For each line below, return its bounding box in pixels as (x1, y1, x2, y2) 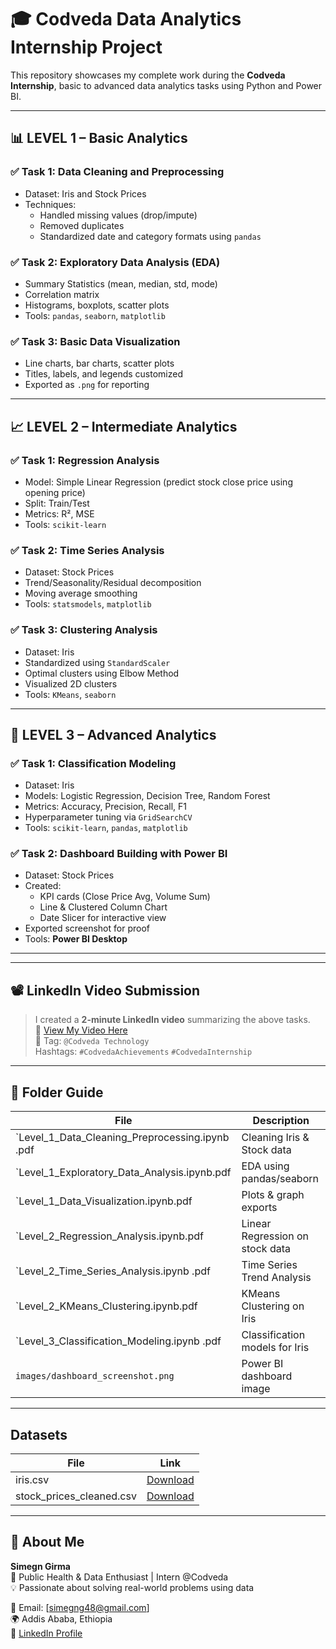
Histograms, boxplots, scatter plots (24, 299, 170, 311)
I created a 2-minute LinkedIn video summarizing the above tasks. (34, 1014, 311, 1026)
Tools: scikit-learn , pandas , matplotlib (24, 822, 188, 834)
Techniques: (24, 198, 77, 210)
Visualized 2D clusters (24, 677, 118, 690)
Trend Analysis (241, 1271, 312, 1285)
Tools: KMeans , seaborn (24, 688, 117, 700)
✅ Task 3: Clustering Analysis (10, 623, 158, 637)
